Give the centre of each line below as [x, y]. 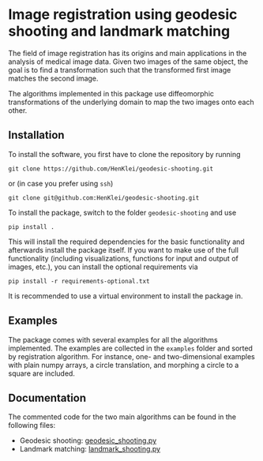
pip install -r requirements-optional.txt [79, 281]
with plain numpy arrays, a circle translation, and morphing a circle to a [124, 365]
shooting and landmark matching [119, 31]
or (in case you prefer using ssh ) [61, 183]
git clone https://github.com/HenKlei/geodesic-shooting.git [111, 169]
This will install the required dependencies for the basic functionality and [126, 242]
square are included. [41, 373]
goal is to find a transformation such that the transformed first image [120, 69]
